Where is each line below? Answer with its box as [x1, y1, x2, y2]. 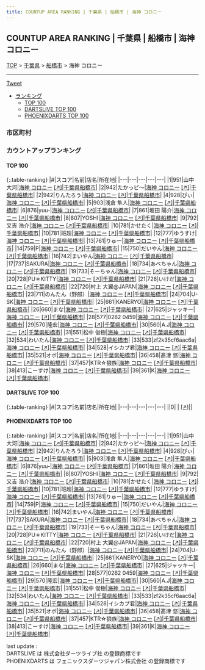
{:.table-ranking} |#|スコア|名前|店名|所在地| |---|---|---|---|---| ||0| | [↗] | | [6, 403, 193, 411]
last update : [6, 642, 38, 650]
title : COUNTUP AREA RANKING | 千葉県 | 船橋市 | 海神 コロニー [6, 9, 162, 15]
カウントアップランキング [6, 146, 81, 155]
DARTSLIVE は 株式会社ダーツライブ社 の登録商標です [6, 649, 142, 657]
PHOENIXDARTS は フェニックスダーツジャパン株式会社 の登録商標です [6, 657, 186, 665]
